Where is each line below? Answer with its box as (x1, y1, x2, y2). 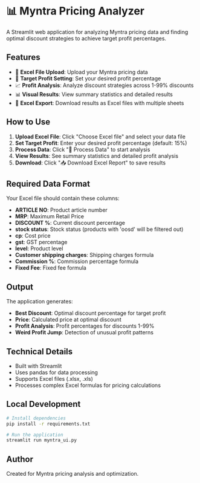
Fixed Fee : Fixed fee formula (15, 264, 86, 271)
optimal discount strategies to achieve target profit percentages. (6, 34, 167, 42)
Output (6, 282, 33, 292)
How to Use (6, 117, 51, 127)
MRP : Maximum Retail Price (15, 213, 85, 220)
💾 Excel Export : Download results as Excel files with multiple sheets (15, 99, 184, 106)
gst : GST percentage (15, 239, 68, 246)
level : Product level (15, 245, 63, 252)
